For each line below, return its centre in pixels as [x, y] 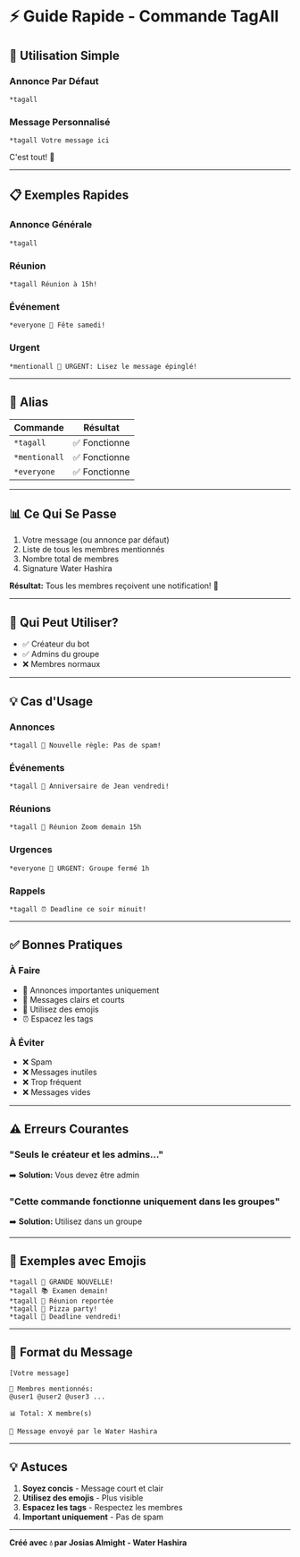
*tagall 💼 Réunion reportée [62, 1301]
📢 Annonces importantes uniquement [91, 990]
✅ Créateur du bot [56, 644]
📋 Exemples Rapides [69, 195]
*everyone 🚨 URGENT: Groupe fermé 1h [79, 868]
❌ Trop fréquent [52, 1082]
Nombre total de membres [70, 559]
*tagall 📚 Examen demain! [59, 1291]
